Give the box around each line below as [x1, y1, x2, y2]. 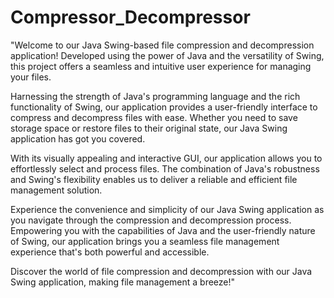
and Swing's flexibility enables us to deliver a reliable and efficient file [10, 173, 298, 185]
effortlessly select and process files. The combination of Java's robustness [10, 162, 320, 175]
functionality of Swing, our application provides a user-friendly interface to [10, 101, 318, 113]
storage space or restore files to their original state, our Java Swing [10, 122, 288, 134]
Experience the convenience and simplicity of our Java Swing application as [10, 203, 325, 215]
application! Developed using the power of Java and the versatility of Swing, [10, 49, 325, 61]
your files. [10, 71, 52, 83]
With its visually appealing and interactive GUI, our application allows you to [10, 152, 323, 164]
